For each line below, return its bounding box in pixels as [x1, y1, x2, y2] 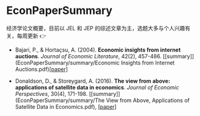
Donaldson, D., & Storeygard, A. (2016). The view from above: [15, 77, 171, 84]
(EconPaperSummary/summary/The [15, 97, 105, 104]
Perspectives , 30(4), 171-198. [15, 90, 88, 97]
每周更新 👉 [16, 32, 47, 39]
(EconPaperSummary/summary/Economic [15, 59, 120, 66]
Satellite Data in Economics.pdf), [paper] [15, 103, 117, 110]
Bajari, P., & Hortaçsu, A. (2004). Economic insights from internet [15, 46, 181, 53]
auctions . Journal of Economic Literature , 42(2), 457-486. [15, 52, 162, 60]
